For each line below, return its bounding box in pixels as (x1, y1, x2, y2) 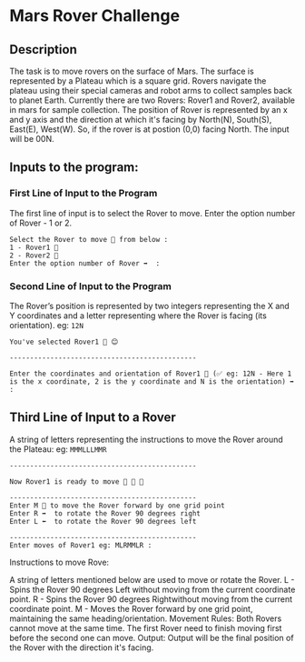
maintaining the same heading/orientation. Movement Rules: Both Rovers (9, 613, 282, 624)
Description (9, 42, 77, 57)
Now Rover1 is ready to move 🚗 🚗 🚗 (9, 476, 144, 486)
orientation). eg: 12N (9, 319, 84, 330)
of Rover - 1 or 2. (9, 217, 73, 228)
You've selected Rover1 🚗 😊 (9, 337, 119, 346)
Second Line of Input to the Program (9, 279, 172, 292)
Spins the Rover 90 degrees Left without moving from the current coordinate (9, 584, 296, 595)
